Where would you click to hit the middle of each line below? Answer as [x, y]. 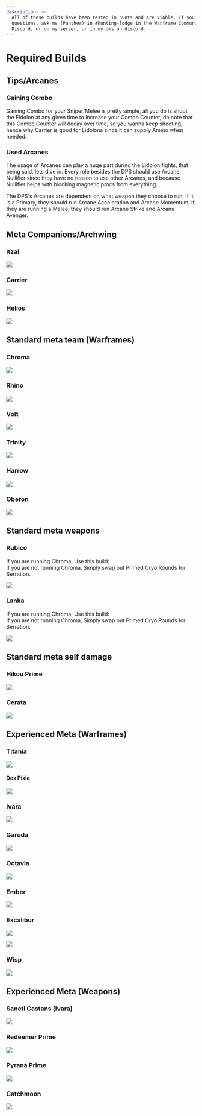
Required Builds [47, 58]
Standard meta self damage [59, 657]
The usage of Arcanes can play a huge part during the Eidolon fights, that [97, 165]
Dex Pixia [18, 778]
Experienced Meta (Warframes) [67, 734]
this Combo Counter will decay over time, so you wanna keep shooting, [94, 124]
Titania [17, 751]
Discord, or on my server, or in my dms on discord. [79, 29]
